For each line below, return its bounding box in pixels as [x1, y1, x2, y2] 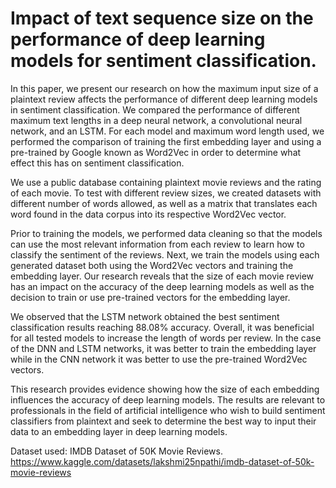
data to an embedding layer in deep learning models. [10, 425, 228, 437]
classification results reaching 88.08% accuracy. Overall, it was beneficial [10, 321, 315, 333]
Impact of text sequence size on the [10, 7, 314, 30]
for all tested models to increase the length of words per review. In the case [10, 332, 322, 344]
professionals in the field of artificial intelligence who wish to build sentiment [10, 404, 326, 416]
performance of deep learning [10, 28, 266, 51]
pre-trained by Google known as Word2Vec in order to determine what [10, 146, 302, 158]
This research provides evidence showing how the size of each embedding [10, 383, 320, 395]
